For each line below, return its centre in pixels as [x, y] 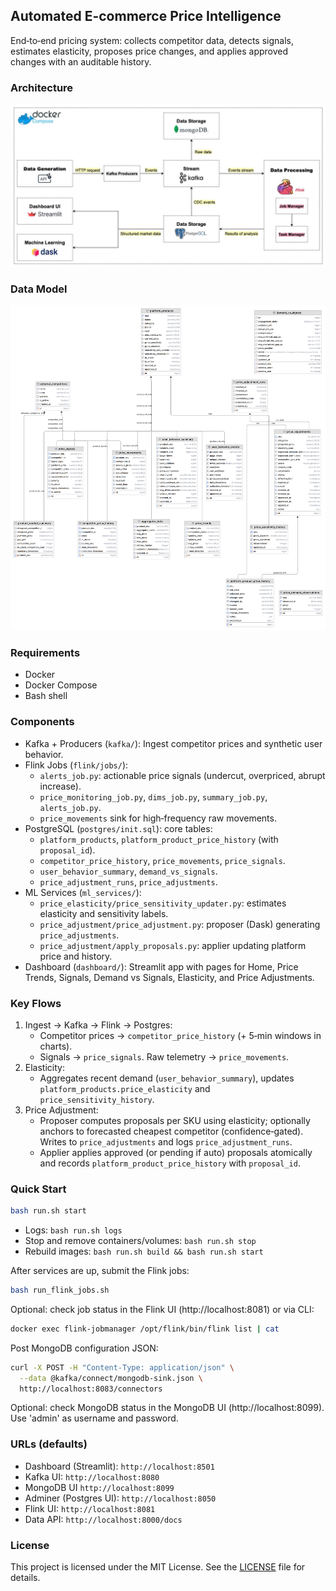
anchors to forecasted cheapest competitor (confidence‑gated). [171, 1131]
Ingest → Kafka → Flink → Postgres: [98, 1025]
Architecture [42, 87]
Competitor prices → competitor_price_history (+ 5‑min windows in [180, 1035]
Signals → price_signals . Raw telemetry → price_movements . [164, 1056]
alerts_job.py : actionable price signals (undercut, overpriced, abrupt [182, 775]
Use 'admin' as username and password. [94, 1418]
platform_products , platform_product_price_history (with [159, 839]
